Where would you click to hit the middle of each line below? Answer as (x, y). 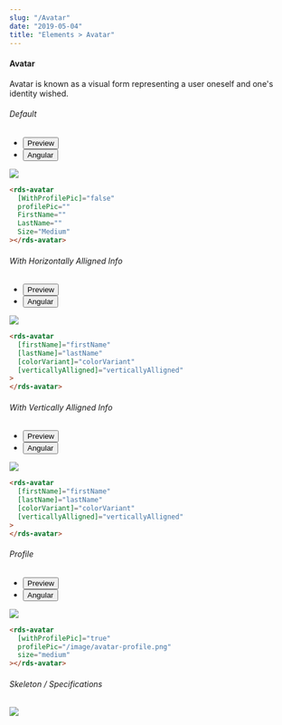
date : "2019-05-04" (46, 26)
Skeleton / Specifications (56, 683)
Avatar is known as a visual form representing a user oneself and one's (141, 83)
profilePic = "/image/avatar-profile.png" (94, 647)
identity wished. (39, 93)
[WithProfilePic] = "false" (66, 198)
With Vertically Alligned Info (61, 407)
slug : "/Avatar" (40, 18)
